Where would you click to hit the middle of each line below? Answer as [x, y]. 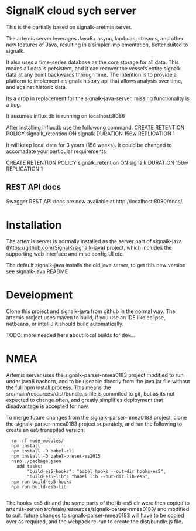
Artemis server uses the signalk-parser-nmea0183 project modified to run [95, 375]
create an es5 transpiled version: [46, 430]
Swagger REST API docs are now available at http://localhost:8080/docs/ [94, 201]
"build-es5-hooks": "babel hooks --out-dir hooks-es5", [97, 471]
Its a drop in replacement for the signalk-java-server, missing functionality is [98, 98]
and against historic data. [37, 87]
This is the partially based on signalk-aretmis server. [69, 27]
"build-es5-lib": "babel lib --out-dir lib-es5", [89, 476]
